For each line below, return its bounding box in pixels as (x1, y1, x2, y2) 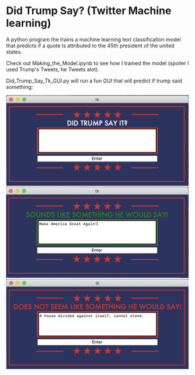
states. (6, 48, 22, 55)
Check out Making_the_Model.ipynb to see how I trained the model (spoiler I (6, 60, 189, 67)
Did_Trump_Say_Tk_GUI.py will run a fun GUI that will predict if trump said (6, 77, 183, 84)
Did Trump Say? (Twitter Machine (6, 4, 172, 18)
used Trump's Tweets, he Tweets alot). (6, 66, 99, 73)
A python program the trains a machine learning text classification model (6, 36, 181, 43)
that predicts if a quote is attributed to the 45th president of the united (6, 42, 175, 49)
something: (6, 83, 33, 90)
